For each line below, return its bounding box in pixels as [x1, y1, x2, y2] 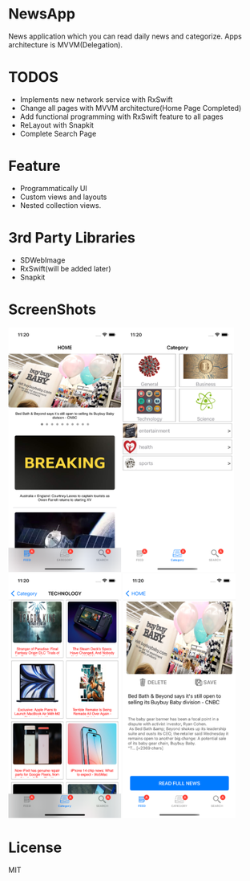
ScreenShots [8, 300, 96, 318]
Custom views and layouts [19, 192, 107, 202]
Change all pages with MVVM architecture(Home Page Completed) [19, 103, 242, 112]
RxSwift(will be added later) [19, 263, 111, 273]
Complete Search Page [19, 128, 97, 138]
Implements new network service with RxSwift [19, 94, 173, 104]
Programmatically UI [19, 183, 88, 193]
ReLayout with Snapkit [19, 120, 95, 129]
